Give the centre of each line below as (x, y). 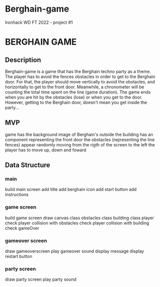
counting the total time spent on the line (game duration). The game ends (78, 92)
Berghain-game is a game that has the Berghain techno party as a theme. (78, 71)
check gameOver (22, 228)
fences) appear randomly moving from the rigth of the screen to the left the (80, 144)
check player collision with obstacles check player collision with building (77, 223)
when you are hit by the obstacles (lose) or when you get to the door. (74, 97)
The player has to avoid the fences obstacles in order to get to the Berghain (80, 77)
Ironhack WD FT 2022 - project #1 (39, 22)
